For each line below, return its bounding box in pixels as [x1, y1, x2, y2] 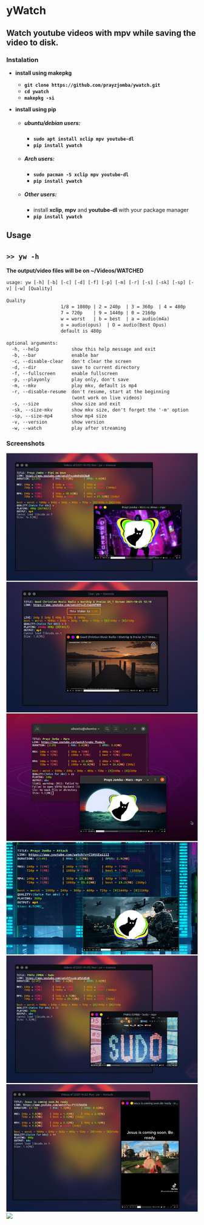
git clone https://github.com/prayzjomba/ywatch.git [24, 82, 161, 88]
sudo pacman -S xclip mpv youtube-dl [33, 171, 129, 178]
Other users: [24, 191, 57, 198]
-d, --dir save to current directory [12, 364, 140, 370]
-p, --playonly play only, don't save [12, 376, 129, 382]
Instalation [6, 55, 39, 64]
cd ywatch [24, 89, 50, 95]
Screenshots [6, 439, 45, 447]
